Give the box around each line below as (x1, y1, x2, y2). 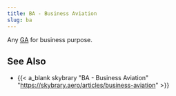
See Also (7, 55, 46, 67)
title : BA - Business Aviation (7, 10, 97, 17)
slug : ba (7, 17, 32, 23)
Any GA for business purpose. (7, 35, 93, 44)
